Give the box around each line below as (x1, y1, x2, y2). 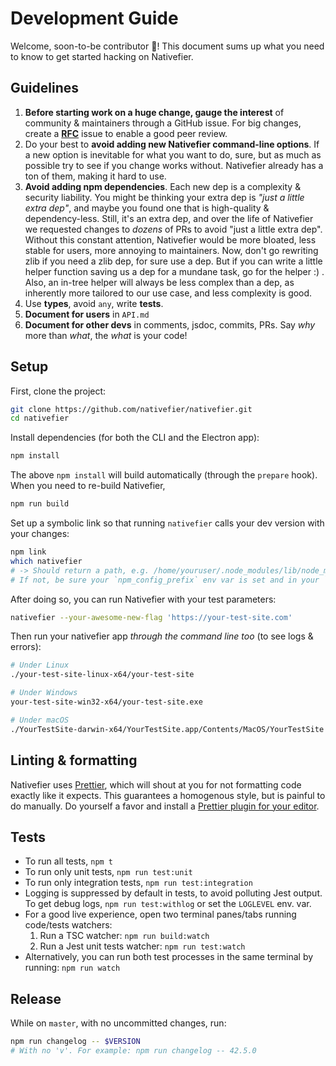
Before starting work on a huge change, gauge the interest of (24, 106, 285, 118)
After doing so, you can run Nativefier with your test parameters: (10, 593, 277, 605)
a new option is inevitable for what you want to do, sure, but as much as (24, 148, 322, 161)
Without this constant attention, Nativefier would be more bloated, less (24, 233, 317, 246)
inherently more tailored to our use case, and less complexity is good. (24, 287, 313, 299)
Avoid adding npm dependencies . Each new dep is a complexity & (24, 180, 302, 192)
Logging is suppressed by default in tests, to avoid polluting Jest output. (24, 887, 323, 899)
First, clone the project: (10, 385, 107, 397)
